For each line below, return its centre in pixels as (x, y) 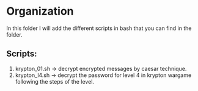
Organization (40, 11)
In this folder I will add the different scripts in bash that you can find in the (99, 28)
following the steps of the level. (55, 81)
